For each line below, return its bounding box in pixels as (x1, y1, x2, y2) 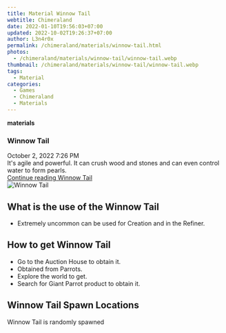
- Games (13, 87, 36, 94)
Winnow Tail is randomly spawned (7, 318, 105, 326)
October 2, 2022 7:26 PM (7, 152, 79, 160)
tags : (7, 68, 23, 74)
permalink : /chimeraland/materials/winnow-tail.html (7, 42, 162, 49)
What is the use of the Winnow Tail (7, 201, 160, 212)
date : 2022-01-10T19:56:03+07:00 (7, 23, 103, 30)
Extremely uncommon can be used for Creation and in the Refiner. (17, 219, 205, 228)
